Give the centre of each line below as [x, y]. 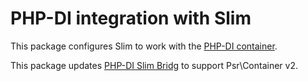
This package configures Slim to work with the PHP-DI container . [144, 46]
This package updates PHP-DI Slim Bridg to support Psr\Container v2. [154, 65]
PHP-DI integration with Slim [131, 18]
